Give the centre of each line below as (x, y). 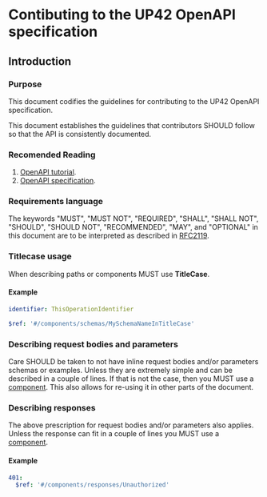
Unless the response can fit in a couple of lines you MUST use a (114, 434)
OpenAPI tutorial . (48, 172)
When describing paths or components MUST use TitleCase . (109, 274)
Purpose (25, 84)
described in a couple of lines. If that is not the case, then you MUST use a (131, 379)
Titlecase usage (40, 256)
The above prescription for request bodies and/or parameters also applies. (131, 425)
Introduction (40, 61)
